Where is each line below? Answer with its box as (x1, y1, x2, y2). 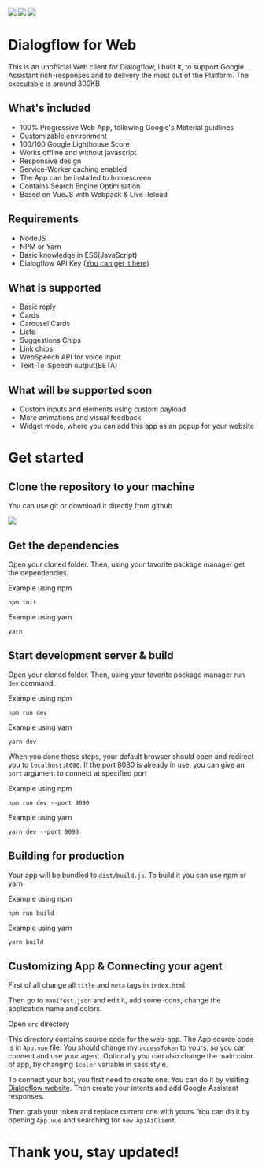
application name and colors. (8, 1004, 102, 1014)
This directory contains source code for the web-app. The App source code (8, 1035, 254, 1044)
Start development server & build (8, 649, 175, 662)
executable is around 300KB (8, 79, 101, 88)
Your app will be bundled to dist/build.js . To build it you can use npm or (8, 870, 247, 880)
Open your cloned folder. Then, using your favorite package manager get (8, 560, 245, 569)
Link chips (19, 344, 54, 354)
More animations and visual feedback (19, 413, 142, 422)
